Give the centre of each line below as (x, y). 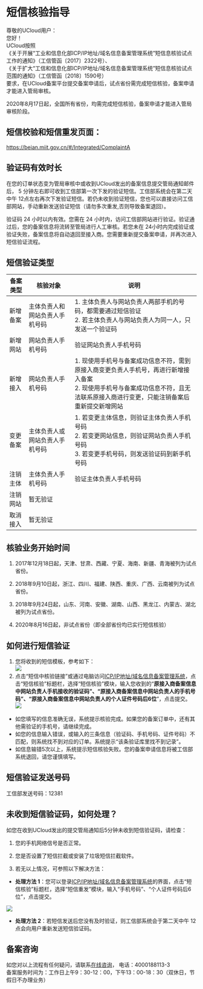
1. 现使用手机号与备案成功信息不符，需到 (133, 361)
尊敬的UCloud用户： (32, 30)
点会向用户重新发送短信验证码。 (55, 928)
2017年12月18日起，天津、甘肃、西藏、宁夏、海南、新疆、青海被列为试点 (106, 563)
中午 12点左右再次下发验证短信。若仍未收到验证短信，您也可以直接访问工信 (100, 199)
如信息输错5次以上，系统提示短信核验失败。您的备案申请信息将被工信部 (104, 749)
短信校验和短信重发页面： (54, 132)
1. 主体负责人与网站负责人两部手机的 (127, 302)
